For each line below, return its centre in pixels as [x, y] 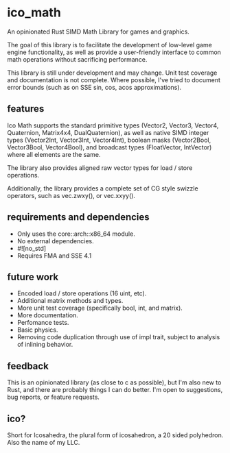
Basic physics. [37, 330]
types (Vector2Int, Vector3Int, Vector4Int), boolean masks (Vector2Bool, [109, 140]
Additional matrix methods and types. [70, 301]
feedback [28, 366]
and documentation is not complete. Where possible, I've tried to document [114, 79]
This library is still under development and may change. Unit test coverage [112, 73]
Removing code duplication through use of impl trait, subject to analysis [118, 337]
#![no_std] [32, 248]
